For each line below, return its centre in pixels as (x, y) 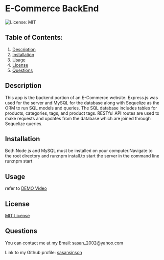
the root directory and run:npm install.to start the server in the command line (82, 156)
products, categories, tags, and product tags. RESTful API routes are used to (82, 113)
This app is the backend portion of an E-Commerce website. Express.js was (82, 97)
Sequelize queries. (24, 124)
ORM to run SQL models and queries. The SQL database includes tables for (81, 108)
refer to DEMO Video (26, 188)
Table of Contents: (34, 38)
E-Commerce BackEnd (52, 9)
